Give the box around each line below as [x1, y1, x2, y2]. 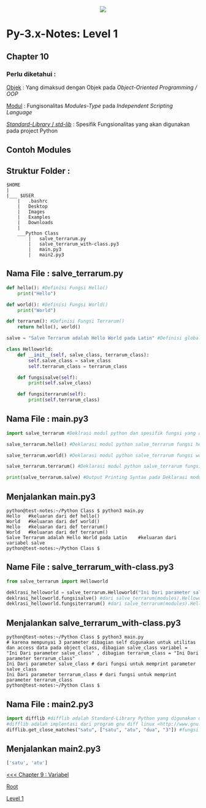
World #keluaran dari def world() [6, 519, 100, 525]
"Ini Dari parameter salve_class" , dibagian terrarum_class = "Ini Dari [6, 650, 199, 656]
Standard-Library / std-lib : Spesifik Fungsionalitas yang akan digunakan [6, 120, 190, 128]
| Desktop [17, 203, 48, 210]
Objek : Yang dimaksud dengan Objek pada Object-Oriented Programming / [6, 84, 197, 91]
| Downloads [17, 220, 53, 226]
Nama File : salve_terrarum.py [6, 268, 124, 279]
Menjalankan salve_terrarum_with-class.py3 [6, 618, 181, 628]
